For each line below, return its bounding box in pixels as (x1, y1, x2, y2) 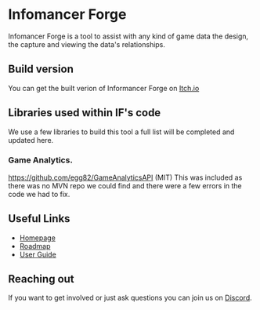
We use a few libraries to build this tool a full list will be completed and (8, 127, 235, 137)
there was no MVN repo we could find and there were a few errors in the (8, 181, 243, 190)
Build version (8, 63, 74, 76)
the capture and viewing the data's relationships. (8, 39, 166, 49)
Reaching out (8, 272, 74, 286)
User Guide (19, 250, 56, 259)
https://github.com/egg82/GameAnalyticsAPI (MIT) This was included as (8, 173, 243, 182)
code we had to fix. (8, 189, 70, 199)
